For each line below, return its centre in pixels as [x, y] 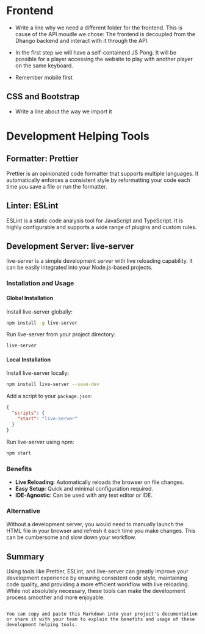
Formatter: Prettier [42, 159]
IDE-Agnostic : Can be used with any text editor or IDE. [84, 495]
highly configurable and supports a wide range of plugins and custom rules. [102, 227]
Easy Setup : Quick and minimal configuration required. [84, 488]
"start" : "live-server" [48, 419]
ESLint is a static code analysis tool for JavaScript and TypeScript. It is [95, 221]
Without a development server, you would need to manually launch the [95, 524]
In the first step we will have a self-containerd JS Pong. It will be [96, 52]
